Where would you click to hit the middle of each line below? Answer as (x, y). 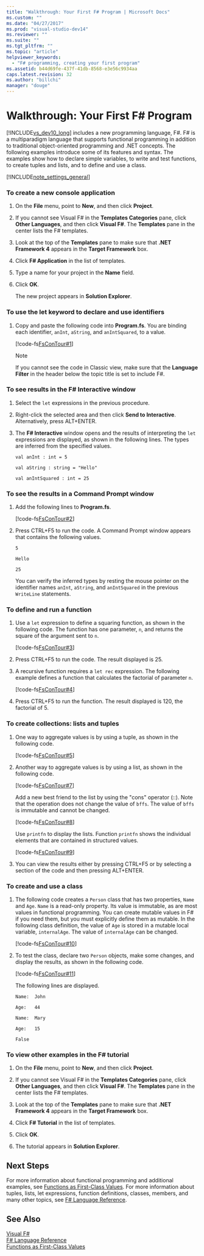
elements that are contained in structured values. (77, 840)
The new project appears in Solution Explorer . (73, 296)
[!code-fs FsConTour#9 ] (45, 852)
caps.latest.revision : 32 (39, 74)
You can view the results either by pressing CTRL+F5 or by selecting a (103, 864)
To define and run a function (49, 610)
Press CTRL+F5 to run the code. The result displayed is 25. (89, 660)
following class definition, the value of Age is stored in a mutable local (102, 926)
